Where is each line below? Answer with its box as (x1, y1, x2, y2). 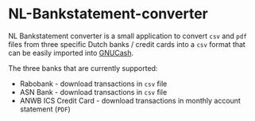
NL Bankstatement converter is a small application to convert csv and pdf (8, 31, 248, 41)
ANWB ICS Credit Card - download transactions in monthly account (19, 96, 241, 105)
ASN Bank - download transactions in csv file (19, 87, 168, 96)
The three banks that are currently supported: (8, 63, 158, 72)
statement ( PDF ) (19, 104, 71, 114)
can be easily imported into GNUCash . (8, 48, 133, 57)
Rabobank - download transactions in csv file (19, 79, 168, 88)
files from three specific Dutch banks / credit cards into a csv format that (8, 39, 246, 49)
